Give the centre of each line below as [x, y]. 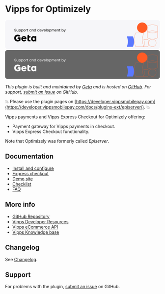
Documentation [29, 156]
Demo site [23, 179]
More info [20, 205]
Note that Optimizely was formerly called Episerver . [57, 141]
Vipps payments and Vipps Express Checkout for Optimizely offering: [75, 117]
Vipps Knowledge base [36, 232]
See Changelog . [21, 259]
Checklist [22, 184]
